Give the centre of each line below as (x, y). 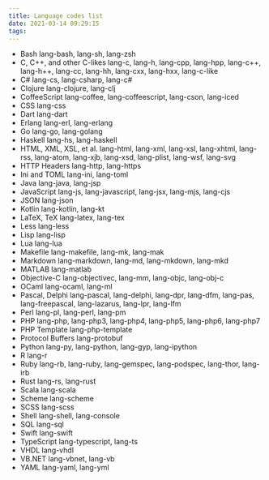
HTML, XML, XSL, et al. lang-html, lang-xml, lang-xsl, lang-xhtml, (128, 149)
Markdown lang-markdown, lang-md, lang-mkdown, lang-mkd (124, 261)
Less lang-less (45, 226)
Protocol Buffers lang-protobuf (71, 338)
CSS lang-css (43, 105)
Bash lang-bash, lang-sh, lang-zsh (78, 54)
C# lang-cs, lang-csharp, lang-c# (76, 80)
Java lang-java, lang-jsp (60, 183)
